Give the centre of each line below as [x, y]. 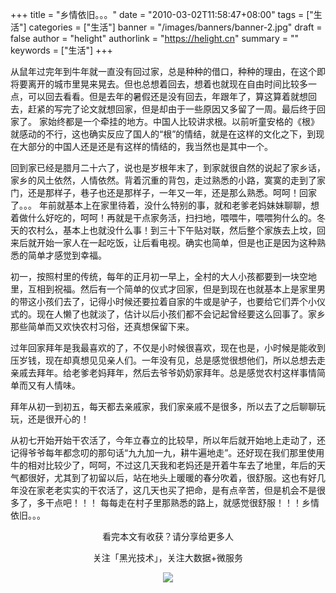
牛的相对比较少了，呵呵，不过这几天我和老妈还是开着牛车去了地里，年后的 [163, 465]
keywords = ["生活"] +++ [61, 50]
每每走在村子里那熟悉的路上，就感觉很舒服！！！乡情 [209, 502]
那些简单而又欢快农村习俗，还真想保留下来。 [102, 326]
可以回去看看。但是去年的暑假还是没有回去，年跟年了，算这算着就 [163, 96]
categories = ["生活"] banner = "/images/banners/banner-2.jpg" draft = [175, 27]
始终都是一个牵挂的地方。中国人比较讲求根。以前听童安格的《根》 [183, 121]
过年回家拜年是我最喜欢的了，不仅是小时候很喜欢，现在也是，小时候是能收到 [168, 347]
